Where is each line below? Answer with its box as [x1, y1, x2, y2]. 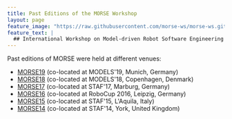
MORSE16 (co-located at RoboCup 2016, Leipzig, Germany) [17, 90, 186, 98]
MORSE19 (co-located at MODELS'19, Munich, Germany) [17, 68, 178, 76]
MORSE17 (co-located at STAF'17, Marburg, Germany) [17, 83, 171, 91]
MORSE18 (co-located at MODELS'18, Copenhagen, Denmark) [17, 75, 194, 83]
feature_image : [7, 23, 51, 30]
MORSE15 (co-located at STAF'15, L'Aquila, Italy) [17, 97, 155, 105]
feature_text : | [7, 29, 54, 36]
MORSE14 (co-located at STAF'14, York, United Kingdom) [17, 105, 180, 113]
